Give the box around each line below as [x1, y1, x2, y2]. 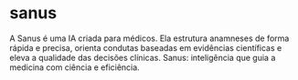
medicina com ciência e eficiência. [9, 62, 140, 73]
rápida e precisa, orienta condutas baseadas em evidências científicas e [9, 42, 282, 53]
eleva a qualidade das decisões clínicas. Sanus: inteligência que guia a [9, 52, 276, 63]
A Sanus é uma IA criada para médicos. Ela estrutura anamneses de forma [9, 33, 290, 44]
